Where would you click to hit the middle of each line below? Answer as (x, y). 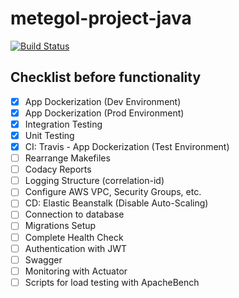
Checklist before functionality (106, 77)
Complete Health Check (74, 237)
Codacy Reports (58, 169)
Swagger (43, 259)
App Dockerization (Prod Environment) (104, 113)
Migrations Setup (60, 226)
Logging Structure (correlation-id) (94, 181)
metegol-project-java (101, 18)
